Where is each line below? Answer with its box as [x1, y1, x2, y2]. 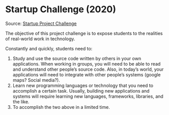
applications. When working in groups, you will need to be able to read [12, 61, 161, 67]
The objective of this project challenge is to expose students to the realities [5, 30, 163, 36]
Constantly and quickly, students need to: [5, 45, 93, 51]
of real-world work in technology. [5, 36, 75, 42]
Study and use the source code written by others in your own [12, 55, 142, 62]
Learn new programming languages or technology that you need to [12, 82, 154, 89]
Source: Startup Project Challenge [5, 20, 77, 26]
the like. [12, 98, 30, 105]
